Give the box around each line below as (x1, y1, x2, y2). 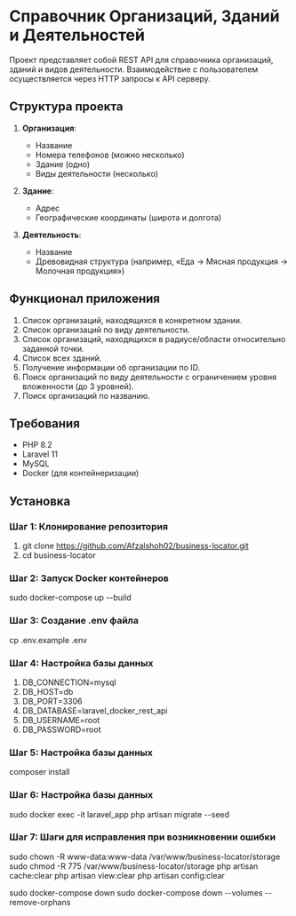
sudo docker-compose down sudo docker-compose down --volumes (9, 887, 263, 898)
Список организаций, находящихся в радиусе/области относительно (21, 333, 286, 344)
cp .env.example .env (9, 634, 87, 645)
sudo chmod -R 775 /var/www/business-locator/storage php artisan (9, 860, 259, 872)
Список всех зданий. (21, 353, 102, 363)
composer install (9, 767, 70, 777)
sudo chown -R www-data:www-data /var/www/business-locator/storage (9, 851, 281, 862)
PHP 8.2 (21, 440, 52, 450)
